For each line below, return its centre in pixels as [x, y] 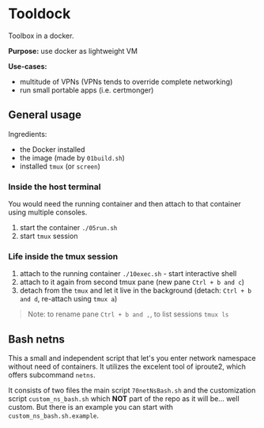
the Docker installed [52, 149]
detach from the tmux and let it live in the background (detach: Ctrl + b [136, 290]
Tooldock [40, 14]
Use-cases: [28, 66]
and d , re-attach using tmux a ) [68, 299]
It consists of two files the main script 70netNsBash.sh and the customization [132, 390]
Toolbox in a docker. [41, 36]
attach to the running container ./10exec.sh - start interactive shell [128, 274]
